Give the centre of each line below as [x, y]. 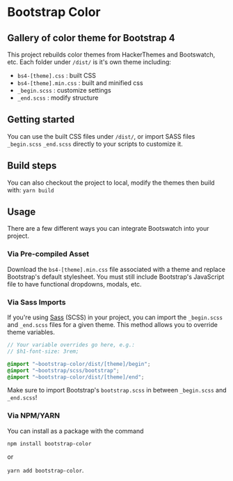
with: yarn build [31, 190]
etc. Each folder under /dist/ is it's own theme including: [89, 62]
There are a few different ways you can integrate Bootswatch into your [108, 229]
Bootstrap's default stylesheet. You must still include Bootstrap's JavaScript [116, 277]
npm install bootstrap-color [49, 443]
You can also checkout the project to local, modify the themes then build [111, 183]
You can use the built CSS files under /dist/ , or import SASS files [101, 136]
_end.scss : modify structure [58, 98]
